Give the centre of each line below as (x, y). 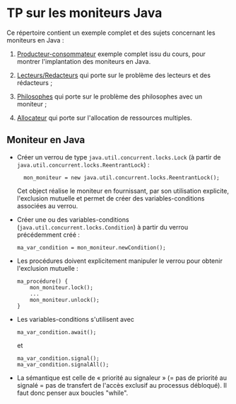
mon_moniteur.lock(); (61, 287)
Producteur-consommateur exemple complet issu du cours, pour (111, 54)
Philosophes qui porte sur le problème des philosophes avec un (110, 96)
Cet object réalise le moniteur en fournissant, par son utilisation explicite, (123, 191)
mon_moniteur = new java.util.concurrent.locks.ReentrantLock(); (122, 178)
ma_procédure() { (42, 281)
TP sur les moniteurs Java (84, 13)
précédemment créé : (48, 235)
